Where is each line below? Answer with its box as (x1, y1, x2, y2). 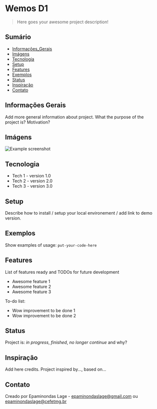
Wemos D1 (5, 3, 48, 14)
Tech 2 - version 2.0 (12, 178, 53, 184)
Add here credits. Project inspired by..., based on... (5, 366, 107, 372)
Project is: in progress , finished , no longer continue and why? (5, 340, 127, 346)
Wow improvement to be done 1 (12, 307, 76, 313)
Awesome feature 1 (12, 278, 50, 284)
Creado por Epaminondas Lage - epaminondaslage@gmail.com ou (5, 393, 138, 399)
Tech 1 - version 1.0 (12, 173, 51, 179)
